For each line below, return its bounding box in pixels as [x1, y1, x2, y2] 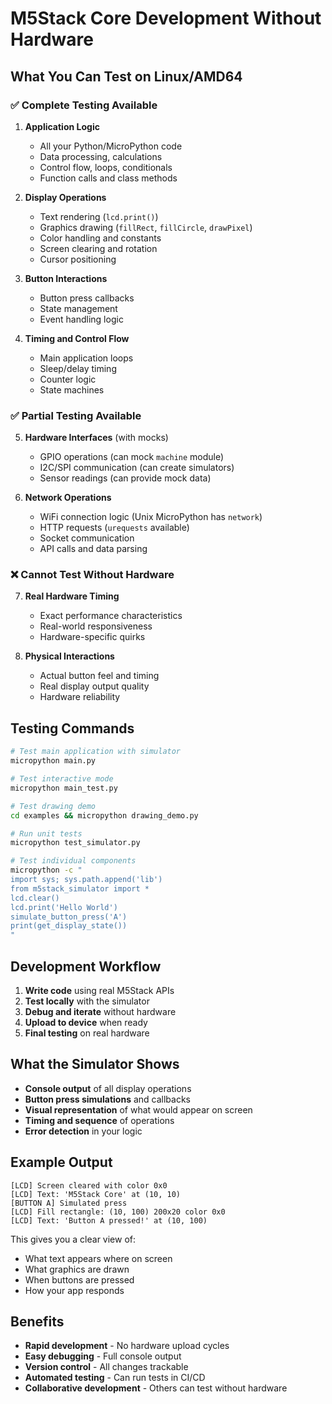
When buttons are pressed [24, 1273, 135, 1286]
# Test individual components [10, 856, 137, 866]
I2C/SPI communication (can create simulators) [39, 462, 235, 474]
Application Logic [24, 120, 100, 132]
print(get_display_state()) [10, 921, 128, 931]
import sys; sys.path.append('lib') [10, 875, 163, 885]
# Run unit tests [10, 828, 83, 839]
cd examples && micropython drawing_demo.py [10, 810, 199, 821]
